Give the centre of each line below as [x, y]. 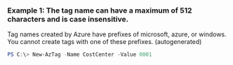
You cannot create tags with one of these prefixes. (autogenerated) [105, 42]
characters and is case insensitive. [68, 19]
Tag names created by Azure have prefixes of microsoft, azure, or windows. [117, 34]
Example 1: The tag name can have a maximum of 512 [100, 10]
